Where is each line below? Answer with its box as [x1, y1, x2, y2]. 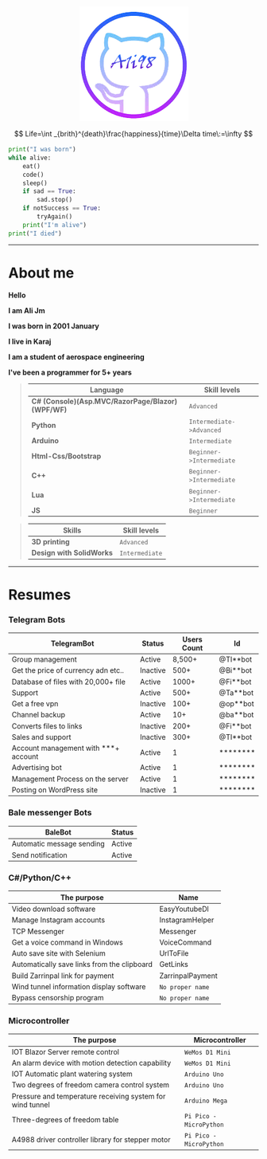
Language [90, 385, 125, 395]
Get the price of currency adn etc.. [11, 666, 125, 675]
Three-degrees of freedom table [11, 1115, 119, 1125]
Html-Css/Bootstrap [31, 451, 102, 461]
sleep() [22, 179, 48, 187]
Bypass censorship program [11, 993, 105, 1003]
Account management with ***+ [11, 744, 120, 753]
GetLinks [159, 960, 188, 969]
